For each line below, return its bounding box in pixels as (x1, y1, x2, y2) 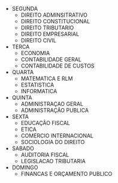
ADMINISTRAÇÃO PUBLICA (20, 107, 89, 114)
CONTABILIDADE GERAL (20, 56, 82, 63)
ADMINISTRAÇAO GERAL (20, 100, 84, 107)
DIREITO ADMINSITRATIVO (20, 11, 88, 19)
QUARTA (11, 69, 34, 75)
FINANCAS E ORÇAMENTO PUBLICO (20, 170, 113, 177)
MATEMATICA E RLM (20, 75, 73, 82)
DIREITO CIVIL (20, 37, 57, 44)
